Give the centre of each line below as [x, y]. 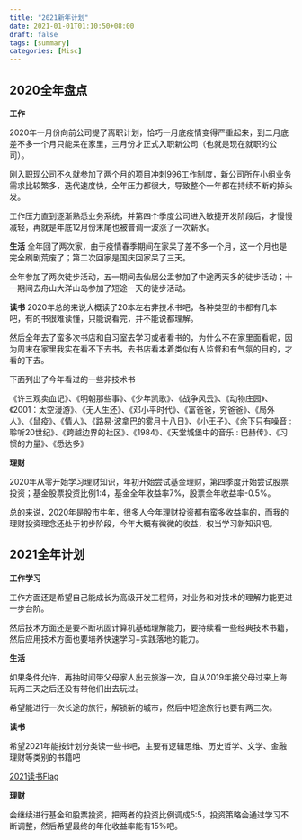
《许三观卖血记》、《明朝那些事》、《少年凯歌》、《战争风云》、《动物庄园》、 [141, 398]
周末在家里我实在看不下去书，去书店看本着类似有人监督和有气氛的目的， [151, 349]
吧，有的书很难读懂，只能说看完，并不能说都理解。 [104, 318]
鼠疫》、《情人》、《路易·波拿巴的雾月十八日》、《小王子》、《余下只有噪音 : [162, 421]
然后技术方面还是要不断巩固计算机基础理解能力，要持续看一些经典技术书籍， [151, 627]
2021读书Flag [34, 776]
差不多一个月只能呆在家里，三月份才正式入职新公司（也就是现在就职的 [139, 143]
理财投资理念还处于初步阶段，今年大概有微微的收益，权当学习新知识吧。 [143, 523]
